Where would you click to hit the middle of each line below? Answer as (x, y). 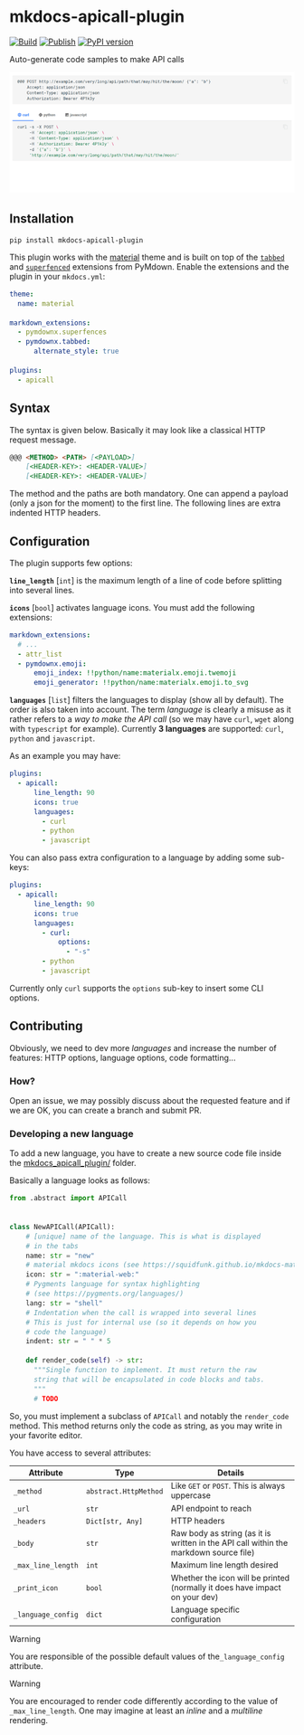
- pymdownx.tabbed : (54, 342)
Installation (42, 218)
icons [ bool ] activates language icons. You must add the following (132, 607)
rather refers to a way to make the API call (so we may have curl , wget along (152, 719)
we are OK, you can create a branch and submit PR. (105, 1111)
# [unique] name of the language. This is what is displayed (143, 1237)
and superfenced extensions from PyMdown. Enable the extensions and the (149, 266)
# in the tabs (52, 1246)
